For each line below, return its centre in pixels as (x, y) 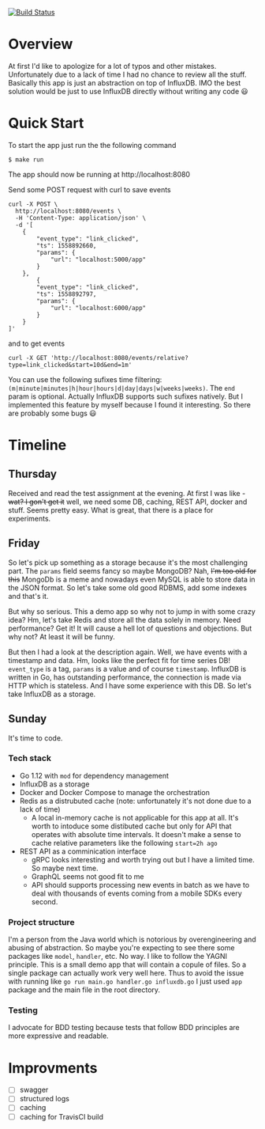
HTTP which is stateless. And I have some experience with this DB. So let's (130, 685)
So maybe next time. (65, 868)
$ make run (26, 159)
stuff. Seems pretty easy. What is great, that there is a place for (111, 510)
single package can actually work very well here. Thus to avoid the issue (126, 973)
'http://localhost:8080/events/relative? (119, 358)
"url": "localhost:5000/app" (98, 260)
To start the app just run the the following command (92, 145)
